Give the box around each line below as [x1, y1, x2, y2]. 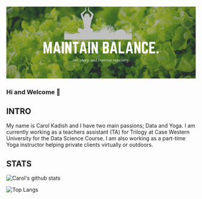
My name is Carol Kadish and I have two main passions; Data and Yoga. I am [6, 122, 195, 129]
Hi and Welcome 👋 [6, 88, 61, 96]
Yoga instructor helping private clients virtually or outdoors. [6, 141, 153, 149]
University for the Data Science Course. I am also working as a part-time [6, 135, 186, 142]
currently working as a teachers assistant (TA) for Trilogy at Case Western [6, 128, 190, 135]
